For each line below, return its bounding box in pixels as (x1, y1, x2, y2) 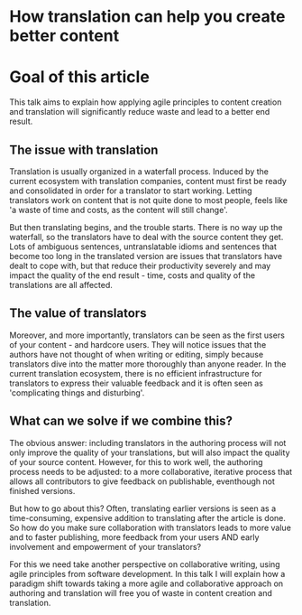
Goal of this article (9, 67, 151, 88)
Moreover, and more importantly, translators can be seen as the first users (9, 330, 286, 340)
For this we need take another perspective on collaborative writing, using (9, 558, 281, 570)
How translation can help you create (9, 6, 286, 27)
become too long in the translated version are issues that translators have (9, 250, 282, 261)
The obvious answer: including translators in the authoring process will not (9, 437, 287, 448)
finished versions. (9, 485, 76, 496)
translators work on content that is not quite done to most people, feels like (9, 194, 288, 205)
